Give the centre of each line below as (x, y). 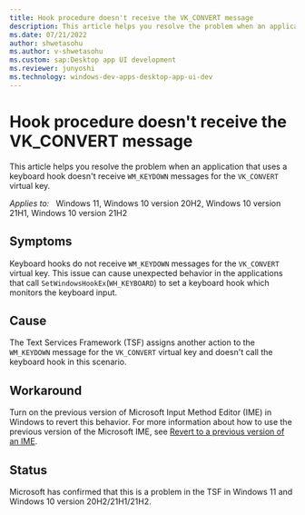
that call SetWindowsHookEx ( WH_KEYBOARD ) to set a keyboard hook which (139, 282)
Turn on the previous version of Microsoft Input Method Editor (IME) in (141, 412)
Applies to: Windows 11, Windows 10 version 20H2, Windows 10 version (145, 203)
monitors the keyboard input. (64, 292)
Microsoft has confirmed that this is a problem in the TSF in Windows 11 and (151, 491)
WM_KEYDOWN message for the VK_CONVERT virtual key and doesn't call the (141, 352)
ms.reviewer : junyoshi (52, 69)
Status (29, 470)
